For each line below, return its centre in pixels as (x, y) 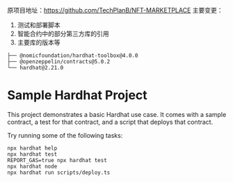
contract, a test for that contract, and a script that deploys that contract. (110, 122)
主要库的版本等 (39, 42)
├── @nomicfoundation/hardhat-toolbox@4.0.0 (73, 56)
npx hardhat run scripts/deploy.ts (59, 173)
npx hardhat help (32, 148)
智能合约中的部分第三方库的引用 (63, 34)
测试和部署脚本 (39, 25)
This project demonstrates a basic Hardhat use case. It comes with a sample (117, 114)
